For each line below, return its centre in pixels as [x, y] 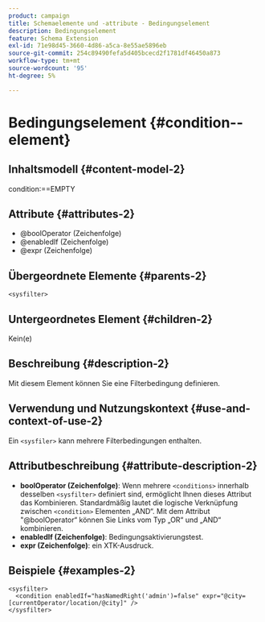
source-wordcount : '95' [48, 68]
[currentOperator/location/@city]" [68, 603]
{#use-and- [221, 409]
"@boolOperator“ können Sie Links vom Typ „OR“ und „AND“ [120, 520]
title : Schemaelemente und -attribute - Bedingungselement [109, 23]
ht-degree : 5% [32, 76]
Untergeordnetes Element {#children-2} [110, 319]
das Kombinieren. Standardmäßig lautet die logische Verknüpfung [129, 502]
